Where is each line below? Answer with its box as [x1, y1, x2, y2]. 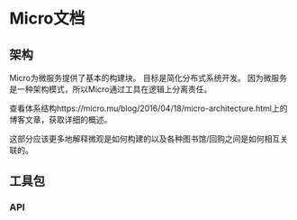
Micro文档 [9, 8, 85, 29]
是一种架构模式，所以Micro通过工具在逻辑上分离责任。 [9, 84, 212, 95]
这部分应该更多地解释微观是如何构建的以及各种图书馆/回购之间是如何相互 [9, 133, 281, 144]
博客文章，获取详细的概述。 [9, 115, 112, 124]
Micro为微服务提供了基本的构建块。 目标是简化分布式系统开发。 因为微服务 [9, 73, 288, 83]
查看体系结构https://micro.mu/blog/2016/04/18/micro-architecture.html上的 [9, 103, 288, 114]
